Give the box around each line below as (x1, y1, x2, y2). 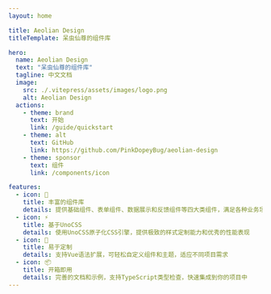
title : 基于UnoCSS (23, 220, 82, 229)
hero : (8, 48, 27, 57)
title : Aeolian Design (8, 26, 85, 35)
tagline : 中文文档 (15, 71, 73, 79)
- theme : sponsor (23, 153, 81, 162)
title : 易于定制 (23, 243, 73, 251)
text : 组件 (29, 161, 65, 170)
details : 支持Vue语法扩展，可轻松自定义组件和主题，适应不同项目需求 (23, 251, 228, 259)
